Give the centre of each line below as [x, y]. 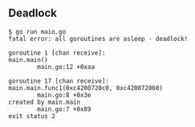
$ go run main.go [37, 31]
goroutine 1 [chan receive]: [57, 53]
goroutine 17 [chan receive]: [59, 81]
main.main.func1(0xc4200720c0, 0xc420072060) [85, 88]
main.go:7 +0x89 [64, 109]
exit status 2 [32, 116]
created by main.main [45, 102]
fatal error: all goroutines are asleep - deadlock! [98, 39]
